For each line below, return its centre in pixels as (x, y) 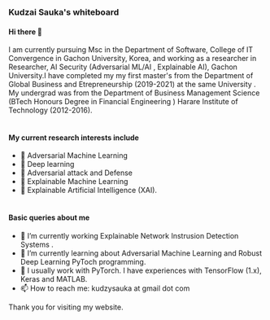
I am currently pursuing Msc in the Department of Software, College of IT (131, 50)
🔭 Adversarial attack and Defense (76, 173)
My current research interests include (74, 138)
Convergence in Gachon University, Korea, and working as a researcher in (133, 59)
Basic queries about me (49, 217)
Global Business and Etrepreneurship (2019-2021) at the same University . (132, 85)
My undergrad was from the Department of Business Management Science (134, 93)
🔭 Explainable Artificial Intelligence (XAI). (88, 191)
